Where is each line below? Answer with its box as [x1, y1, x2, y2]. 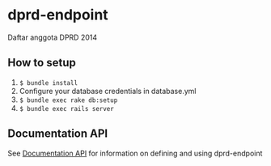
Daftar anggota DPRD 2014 [7, 32, 98, 42]
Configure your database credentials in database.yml [19, 86, 197, 96]
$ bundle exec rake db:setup [19, 96, 118, 104]
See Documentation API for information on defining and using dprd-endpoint [7, 148, 263, 158]
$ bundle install [19, 79, 78, 87]
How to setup [7, 56, 76, 70]
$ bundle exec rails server [19, 104, 114, 113]
